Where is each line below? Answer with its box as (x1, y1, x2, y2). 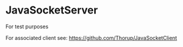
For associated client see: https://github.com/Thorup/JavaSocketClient (5, 34, 177, 41)
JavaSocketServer (5, 4, 98, 17)
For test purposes (5, 23, 49, 30)
